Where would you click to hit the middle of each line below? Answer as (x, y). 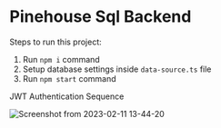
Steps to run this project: (55, 42)
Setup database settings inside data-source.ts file (117, 69)
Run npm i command (61, 59)
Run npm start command (69, 78)
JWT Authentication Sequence (67, 96)
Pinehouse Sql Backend (100, 17)
